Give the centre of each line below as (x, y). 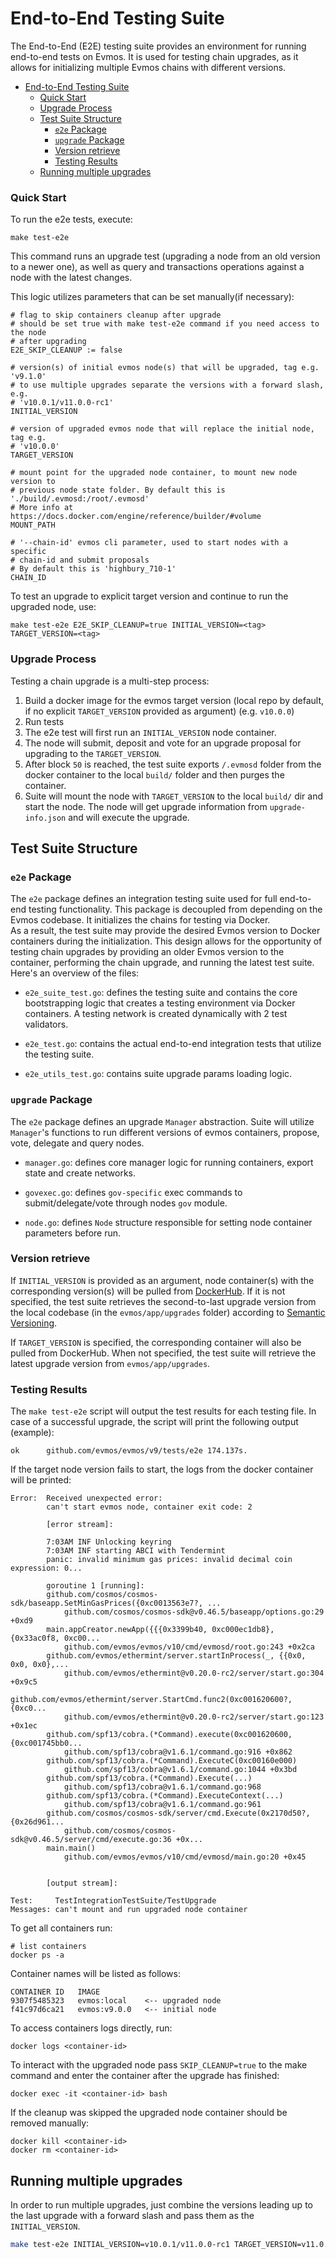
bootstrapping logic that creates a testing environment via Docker (160, 1003)
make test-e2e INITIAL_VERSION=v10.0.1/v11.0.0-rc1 (120, 2244)
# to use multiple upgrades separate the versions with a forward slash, (167, 385)
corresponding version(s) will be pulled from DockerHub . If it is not (148, 1291)
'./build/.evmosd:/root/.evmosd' (80, 499)
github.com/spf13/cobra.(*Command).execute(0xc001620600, (169, 1735)
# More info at (42, 508)
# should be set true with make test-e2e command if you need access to (165, 324)
